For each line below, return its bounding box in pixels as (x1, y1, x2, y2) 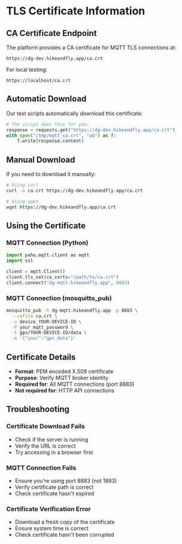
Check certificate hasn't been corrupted (14, 531, 114, 539)
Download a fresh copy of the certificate (14, 518, 115, 525)
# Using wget (6, 198, 39, 204)
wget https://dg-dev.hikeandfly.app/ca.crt (6, 204, 117, 210)
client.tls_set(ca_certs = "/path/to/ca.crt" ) (6, 274, 119, 280)
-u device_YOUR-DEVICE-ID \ (11, 319, 82, 325)
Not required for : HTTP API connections (14, 387, 115, 394)
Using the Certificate (6, 220, 86, 231)
